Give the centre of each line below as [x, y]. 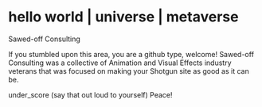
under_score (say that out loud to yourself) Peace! [90, 94]
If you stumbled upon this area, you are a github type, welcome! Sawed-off [131, 54]
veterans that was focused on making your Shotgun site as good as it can [129, 71]
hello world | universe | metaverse [123, 17]
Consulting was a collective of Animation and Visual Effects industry [120, 63]
